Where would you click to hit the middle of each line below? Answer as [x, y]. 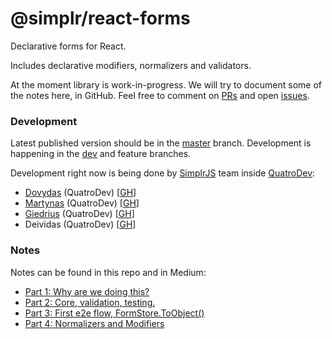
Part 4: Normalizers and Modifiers [94, 323]
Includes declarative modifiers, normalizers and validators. [131, 65]
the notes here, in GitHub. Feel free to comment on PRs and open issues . [160, 95]
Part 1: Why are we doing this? [87, 291]
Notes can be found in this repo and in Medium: [108, 272]
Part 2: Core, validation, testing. [90, 302]
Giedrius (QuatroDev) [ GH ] [79, 214]
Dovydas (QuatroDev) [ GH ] [80, 193]
